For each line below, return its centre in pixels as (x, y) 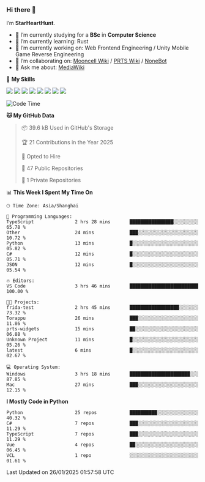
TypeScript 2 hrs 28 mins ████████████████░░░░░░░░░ (102, 222)
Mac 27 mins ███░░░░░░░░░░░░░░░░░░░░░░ (102, 385)
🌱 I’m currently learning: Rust (52, 42)
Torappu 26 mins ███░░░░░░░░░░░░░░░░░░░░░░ (102, 318)
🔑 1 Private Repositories (51, 180)
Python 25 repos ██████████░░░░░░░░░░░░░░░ (102, 413)
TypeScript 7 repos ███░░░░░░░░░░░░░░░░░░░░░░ (102, 434)
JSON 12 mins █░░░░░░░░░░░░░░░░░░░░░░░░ (102, 265)
